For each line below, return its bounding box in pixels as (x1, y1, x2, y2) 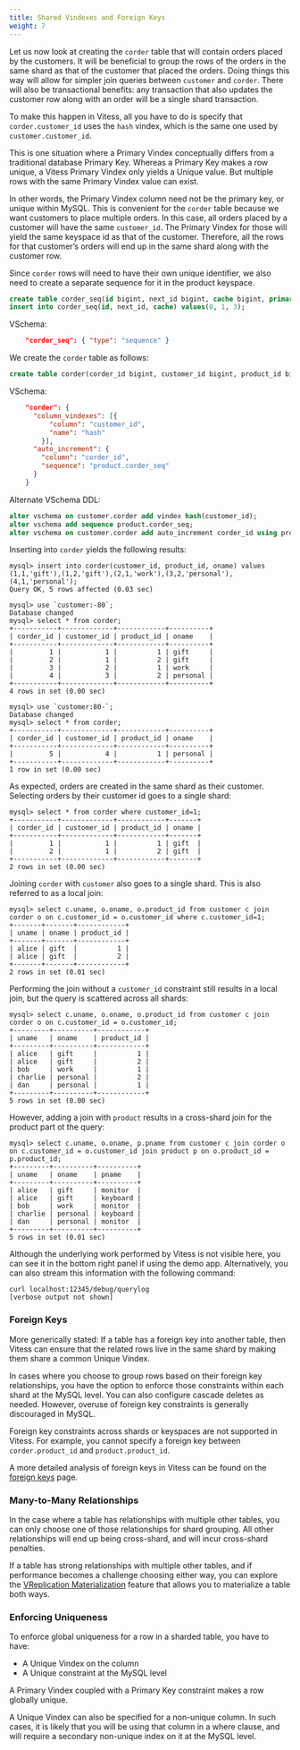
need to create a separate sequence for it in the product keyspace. (9, 277, 255, 287)
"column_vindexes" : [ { (32, 411, 118, 421)
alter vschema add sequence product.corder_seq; (9, 520, 194, 529)
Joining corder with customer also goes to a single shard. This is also (9, 878, 262, 889)
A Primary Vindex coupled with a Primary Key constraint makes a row (9, 1685, 264, 1696)
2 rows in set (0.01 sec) (9, 968, 105, 977)
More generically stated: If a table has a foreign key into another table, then (9, 1334, 287, 1345)
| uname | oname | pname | (9, 1170, 142, 1180)
